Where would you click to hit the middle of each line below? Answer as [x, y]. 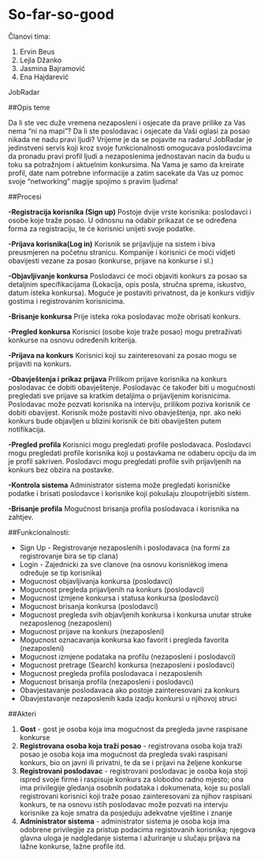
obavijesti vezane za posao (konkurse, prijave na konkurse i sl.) [111, 260]
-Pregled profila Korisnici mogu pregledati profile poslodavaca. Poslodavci [130, 444]
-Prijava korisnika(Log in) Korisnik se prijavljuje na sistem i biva [112, 244]
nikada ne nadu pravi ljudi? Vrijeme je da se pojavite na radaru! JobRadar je [130, 139]
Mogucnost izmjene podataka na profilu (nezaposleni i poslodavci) [128, 656]
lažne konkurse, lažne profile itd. [73, 846]
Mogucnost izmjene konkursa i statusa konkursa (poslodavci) [119, 598]
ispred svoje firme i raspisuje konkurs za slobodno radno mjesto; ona [132, 779]
